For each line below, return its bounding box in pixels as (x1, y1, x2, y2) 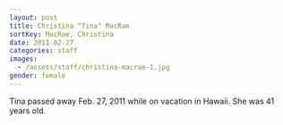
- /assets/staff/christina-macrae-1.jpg (17, 63, 170, 72)
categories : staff (9, 46, 78, 55)
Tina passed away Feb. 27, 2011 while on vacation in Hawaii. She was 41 (9, 96, 275, 106)
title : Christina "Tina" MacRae (9, 21, 130, 30)
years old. (9, 104, 47, 116)
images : (9, 54, 39, 63)
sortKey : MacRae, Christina (9, 29, 115, 38)
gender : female (9, 71, 66, 80)
